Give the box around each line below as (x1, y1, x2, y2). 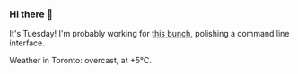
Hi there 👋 (9, 8, 54, 21)
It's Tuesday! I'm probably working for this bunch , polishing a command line (9, 29, 290, 39)
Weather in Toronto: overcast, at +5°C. (9, 55, 153, 66)
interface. (9, 37, 45, 48)
